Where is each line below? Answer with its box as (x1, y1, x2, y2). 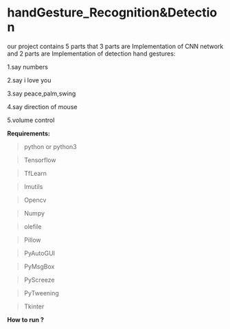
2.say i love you (7, 76, 51, 84)
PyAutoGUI (23, 249, 56, 257)
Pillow (23, 236, 41, 244)
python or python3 (23, 142, 77, 150)
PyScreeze (23, 275, 55, 284)
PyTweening (23, 288, 60, 297)
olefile (23, 222, 42, 231)
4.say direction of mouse (7, 102, 78, 111)
